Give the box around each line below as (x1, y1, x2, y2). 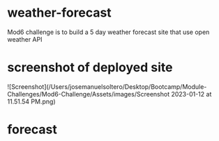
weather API (7, 35, 43, 43)
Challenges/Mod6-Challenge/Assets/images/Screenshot (7, 90, 169, 98)
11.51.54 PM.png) (7, 97, 56, 106)
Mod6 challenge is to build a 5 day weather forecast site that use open (7, 28, 210, 36)
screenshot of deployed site (7, 60, 173, 76)
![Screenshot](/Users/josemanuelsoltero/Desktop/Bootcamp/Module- (7, 82, 207, 91)
